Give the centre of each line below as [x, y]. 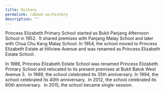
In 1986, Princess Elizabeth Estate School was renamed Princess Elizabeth [82, 64]
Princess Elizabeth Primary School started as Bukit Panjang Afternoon [77, 33]
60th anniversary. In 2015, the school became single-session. [69, 85]
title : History [21, 10]
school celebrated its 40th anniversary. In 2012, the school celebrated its [81, 80]
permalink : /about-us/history [37, 14]
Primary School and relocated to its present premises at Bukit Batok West [80, 69]
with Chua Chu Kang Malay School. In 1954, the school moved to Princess [81, 44]
